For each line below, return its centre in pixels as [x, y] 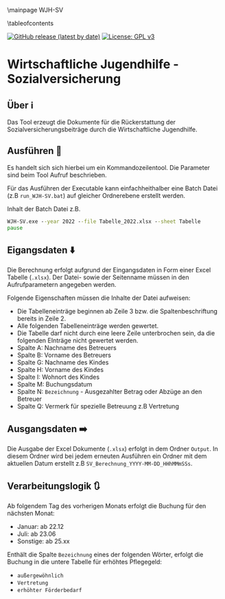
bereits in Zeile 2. [42, 318]
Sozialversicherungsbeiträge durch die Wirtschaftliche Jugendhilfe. [102, 129]
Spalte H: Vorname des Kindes [60, 370]
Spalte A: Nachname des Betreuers [67, 348]
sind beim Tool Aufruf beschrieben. [57, 175]
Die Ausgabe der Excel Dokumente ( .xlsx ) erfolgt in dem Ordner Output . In [113, 449]
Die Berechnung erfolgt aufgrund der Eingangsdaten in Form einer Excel [109, 270]
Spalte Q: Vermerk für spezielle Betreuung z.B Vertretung [98, 406]
